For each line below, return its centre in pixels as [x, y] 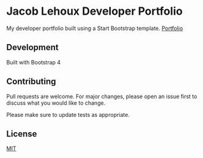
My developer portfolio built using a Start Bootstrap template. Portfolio [95, 28]
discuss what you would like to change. [56, 103]
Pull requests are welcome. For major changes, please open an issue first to [102, 96]
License [22, 134]
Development [33, 47]
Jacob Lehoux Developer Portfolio [94, 11]
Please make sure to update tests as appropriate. [68, 115]
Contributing [31, 82]
